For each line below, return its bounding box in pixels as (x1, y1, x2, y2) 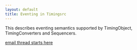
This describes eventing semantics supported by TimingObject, (5, 25, 133, 31)
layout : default (5, 7, 38, 12)
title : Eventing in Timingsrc (5, 12, 67, 17)
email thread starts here (5, 39, 53, 45)
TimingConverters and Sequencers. (5, 30, 77, 36)
